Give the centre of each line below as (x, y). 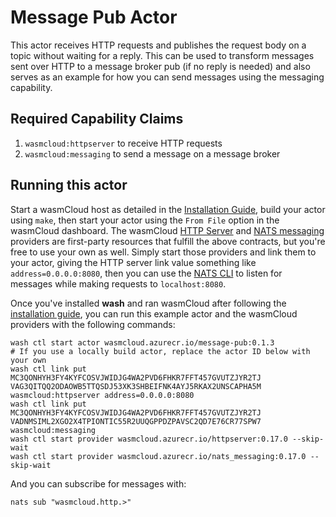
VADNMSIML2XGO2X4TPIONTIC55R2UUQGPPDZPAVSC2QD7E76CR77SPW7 (136, 421)
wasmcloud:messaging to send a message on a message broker (152, 153)
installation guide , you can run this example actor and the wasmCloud (154, 313)
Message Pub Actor (94, 17)
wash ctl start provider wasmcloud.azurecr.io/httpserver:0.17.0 (149, 439)
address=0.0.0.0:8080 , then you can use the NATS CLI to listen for (146, 273)
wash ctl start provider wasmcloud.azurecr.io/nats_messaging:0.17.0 (158, 456)
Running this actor (69, 185)
